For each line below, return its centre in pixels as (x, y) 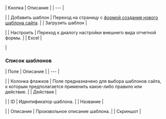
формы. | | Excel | (23, 38)
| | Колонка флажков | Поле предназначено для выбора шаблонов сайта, (83, 81)
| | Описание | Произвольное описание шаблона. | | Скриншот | (73, 111)
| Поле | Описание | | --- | (32, 72)
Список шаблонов (28, 60)
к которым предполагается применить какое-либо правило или (74, 87)
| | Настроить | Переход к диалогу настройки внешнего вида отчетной (81, 32)
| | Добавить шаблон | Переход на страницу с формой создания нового (82, 17)
